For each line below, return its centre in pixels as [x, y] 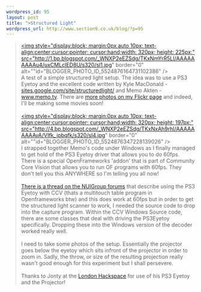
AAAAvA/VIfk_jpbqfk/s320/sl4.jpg [63, 135]
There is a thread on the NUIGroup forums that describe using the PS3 [108, 187]
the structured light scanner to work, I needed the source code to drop [108, 206]
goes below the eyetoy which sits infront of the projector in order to [104, 250]
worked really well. [44, 231]
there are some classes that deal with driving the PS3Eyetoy [95, 219]
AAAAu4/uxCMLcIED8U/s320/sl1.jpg [66, 65]
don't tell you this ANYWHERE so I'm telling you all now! [90, 174]
